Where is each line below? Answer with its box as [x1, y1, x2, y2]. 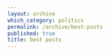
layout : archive [7, 10, 55, 18]
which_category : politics [7, 17, 84, 24]
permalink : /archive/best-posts [7, 23, 103, 30]
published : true [7, 29, 55, 37]
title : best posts [7, 36, 62, 43]
